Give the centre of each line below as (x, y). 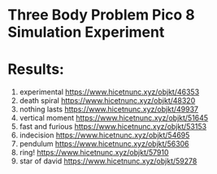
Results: (36, 70)
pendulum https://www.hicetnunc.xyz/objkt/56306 (104, 144)
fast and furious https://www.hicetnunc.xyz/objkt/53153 (113, 127)
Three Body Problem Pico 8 (102, 15)
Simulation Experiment (86, 32)
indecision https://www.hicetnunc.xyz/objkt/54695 (104, 135)
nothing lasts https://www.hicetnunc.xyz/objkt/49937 (109, 109)
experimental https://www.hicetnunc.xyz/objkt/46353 (109, 92)
